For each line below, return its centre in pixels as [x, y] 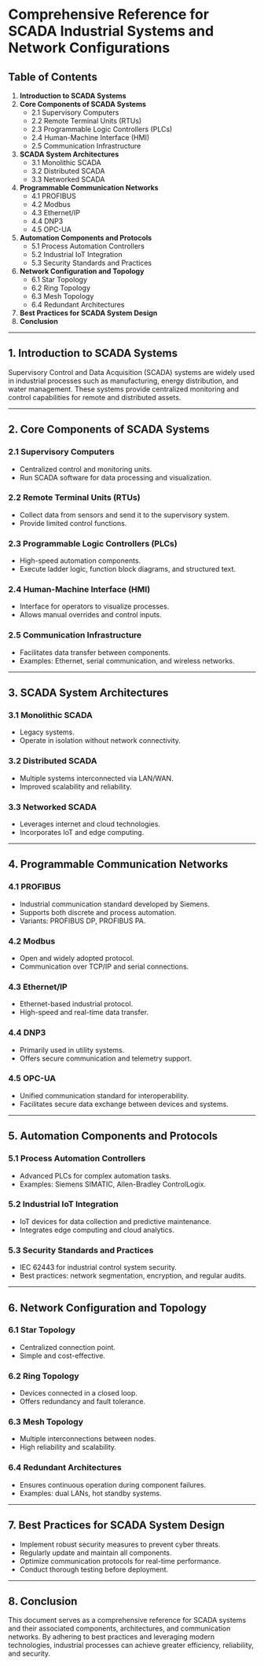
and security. [29, 1653]
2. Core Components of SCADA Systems [109, 430]
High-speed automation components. [80, 561]
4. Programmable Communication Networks [118, 864]
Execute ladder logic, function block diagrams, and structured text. [128, 569]
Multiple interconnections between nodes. [88, 1439]
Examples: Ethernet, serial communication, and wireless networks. [127, 660]
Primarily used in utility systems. [72, 1050]
